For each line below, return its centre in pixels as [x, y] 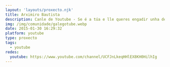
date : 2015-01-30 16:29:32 [34, 29]
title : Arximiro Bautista [32, 15]
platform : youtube [25, 33]
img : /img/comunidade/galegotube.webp [46, 24]
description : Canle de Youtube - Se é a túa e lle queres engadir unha [82, 19]
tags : [11, 43]
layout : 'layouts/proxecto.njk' [39, 10]
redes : [12, 52]
